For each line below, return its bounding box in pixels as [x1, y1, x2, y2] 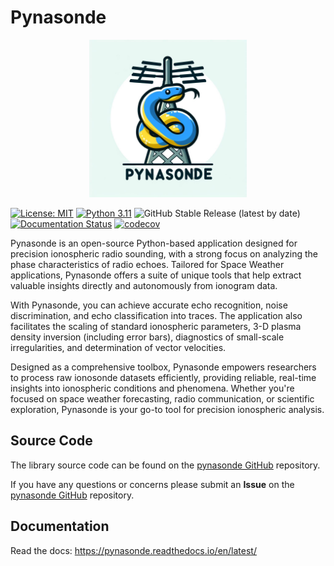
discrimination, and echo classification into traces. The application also [10, 309, 303, 321]
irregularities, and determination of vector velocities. [10, 341, 227, 353]
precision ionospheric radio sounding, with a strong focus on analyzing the [10, 247, 318, 260]
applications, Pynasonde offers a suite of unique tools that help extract [10, 269, 302, 281]
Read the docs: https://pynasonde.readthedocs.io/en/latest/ [10, 544, 257, 556]
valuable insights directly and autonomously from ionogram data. [10, 279, 278, 291]
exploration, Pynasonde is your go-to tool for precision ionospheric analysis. [10, 403, 325, 415]
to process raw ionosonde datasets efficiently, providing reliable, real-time [10, 371, 317, 383]
